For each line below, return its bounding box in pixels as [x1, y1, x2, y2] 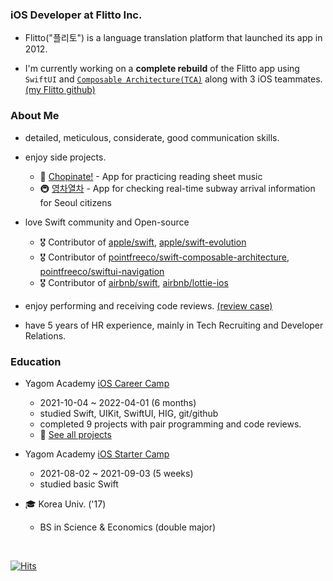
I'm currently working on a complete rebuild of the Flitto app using [24, 63, 300, 75]
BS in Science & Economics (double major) [39, 521, 217, 533]
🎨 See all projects [39, 428, 112, 440]
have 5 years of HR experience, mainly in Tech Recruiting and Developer [24, 319, 324, 331]
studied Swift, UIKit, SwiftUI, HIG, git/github [39, 407, 219, 419]
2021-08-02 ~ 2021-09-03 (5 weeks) [39, 467, 194, 479]
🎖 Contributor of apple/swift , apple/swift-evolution [39, 236, 247, 248]
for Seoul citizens [39, 196, 112, 208]
